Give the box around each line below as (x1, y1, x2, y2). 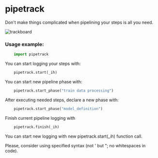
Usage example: (5, 41, 44, 47)
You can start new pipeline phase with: (5, 79, 82, 84)
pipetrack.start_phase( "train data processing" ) (14, 88, 114, 93)
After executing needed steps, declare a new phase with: (5, 97, 119, 103)
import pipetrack (14, 52, 49, 57)
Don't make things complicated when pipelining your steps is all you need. (5, 19, 154, 25)
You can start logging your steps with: (5, 61, 81, 66)
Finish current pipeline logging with (5, 115, 76, 121)
